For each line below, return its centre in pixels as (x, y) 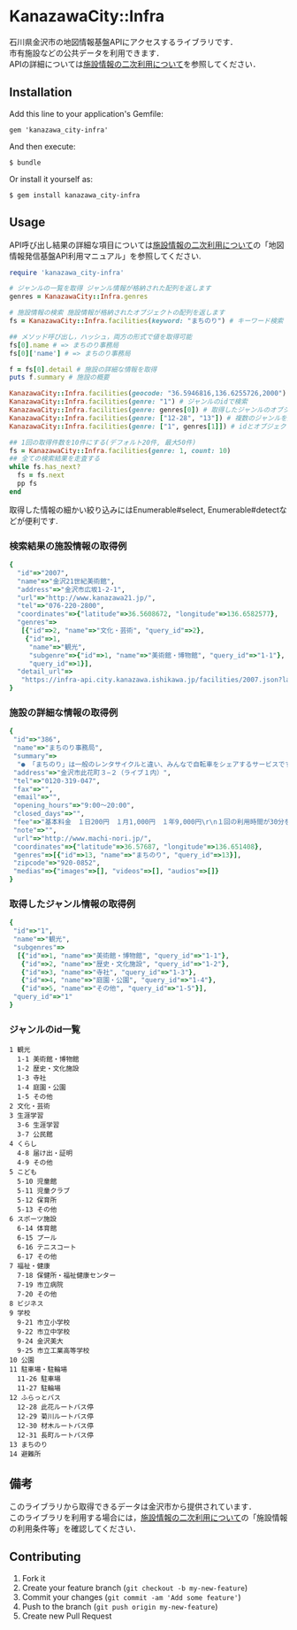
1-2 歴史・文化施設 (48, 1069)
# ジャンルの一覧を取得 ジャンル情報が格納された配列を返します (110, 288)
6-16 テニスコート (47, 1248)
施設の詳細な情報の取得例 (64, 712)
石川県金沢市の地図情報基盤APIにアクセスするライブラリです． (124, 42)
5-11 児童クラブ (44, 1191)
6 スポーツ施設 (33, 1219)
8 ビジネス (27, 1304)
